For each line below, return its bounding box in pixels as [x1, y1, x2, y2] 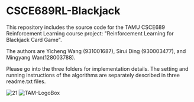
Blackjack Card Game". [6, 36, 62, 43]
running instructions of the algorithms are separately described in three [6, 71, 180, 78]
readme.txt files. [6, 78, 46, 85]
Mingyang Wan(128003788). [6, 54, 76, 61]
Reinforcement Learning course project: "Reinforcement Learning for [6, 29, 174, 37]
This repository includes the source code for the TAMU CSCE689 [6, 24, 166, 31]
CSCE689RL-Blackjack [6, 4, 121, 18]
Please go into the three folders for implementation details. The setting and [6, 65, 189, 72]
